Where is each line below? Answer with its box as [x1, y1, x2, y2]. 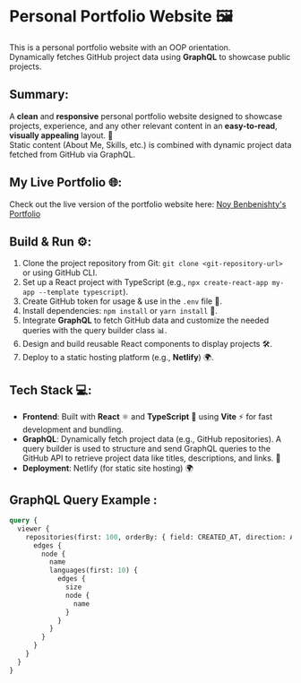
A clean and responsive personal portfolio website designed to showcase [9, 110, 283, 121]
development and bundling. [21, 424, 124, 435]
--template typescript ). [39, 287, 128, 298]
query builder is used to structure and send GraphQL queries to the [21, 444, 271, 454]
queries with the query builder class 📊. [21, 325, 168, 336]
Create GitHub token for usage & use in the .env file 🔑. [21, 296, 222, 307]
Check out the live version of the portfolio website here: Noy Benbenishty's [9, 198, 287, 210]
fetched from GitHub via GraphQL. [9, 149, 136, 160]
